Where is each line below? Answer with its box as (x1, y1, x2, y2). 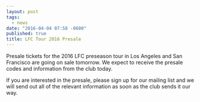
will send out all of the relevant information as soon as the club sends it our (6, 83, 191, 90)
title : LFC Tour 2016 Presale (6, 36, 82, 42)
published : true (6, 31, 47, 37)
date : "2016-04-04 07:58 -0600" (6, 25, 87, 31)
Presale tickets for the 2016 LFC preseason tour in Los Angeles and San (6, 53, 183, 59)
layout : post (6, 8, 39, 15)
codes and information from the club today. (6, 65, 113, 72)
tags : (6, 14, 20, 20)
